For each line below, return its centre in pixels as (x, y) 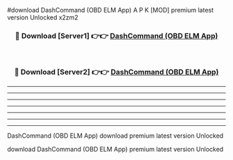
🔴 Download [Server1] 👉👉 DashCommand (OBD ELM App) (116, 35)
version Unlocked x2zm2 (43, 17)
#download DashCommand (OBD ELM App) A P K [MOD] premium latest (110, 10)
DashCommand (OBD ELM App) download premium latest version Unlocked (115, 136)
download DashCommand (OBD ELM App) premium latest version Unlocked (115, 149)
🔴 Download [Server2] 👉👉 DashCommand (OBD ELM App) (116, 72)
